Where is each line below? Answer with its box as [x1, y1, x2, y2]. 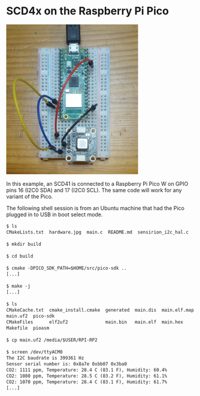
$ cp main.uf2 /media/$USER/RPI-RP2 [6, 337, 98, 343]
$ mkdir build [6, 241, 42, 247]
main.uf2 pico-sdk [6, 313, 55, 319]
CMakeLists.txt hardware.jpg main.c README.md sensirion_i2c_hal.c [6, 229, 189, 235]
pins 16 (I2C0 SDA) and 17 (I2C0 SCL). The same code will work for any [6, 186, 182, 194]
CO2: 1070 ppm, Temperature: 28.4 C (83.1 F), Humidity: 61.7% [6, 379, 168, 385]
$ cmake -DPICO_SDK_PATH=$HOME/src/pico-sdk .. [6, 265, 128, 271]
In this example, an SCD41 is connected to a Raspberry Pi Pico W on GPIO [6, 180, 189, 187]
